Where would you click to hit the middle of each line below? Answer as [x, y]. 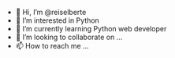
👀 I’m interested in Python [58, 20]
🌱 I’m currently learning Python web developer [91, 29]
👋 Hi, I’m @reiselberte [51, 12]
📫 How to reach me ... [52, 46]
